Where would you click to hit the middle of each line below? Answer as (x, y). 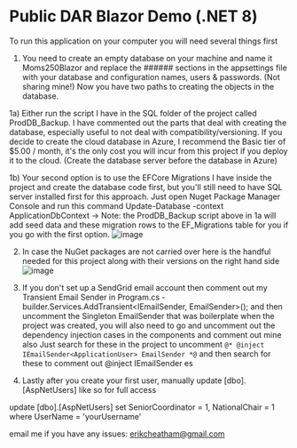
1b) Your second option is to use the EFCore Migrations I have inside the (141, 177)
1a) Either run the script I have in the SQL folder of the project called (133, 113)
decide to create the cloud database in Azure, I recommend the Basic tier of (148, 141)
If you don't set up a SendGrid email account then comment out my (145, 287)
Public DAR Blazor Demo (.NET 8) (134, 16)
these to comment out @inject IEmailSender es (107, 363)
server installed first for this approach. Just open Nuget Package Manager (145, 196)
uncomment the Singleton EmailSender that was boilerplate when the (148, 316)
